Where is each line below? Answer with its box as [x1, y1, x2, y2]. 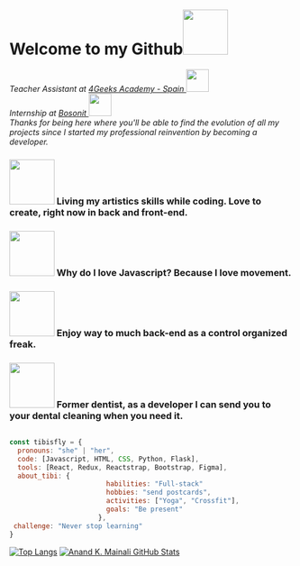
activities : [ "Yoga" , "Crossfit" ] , [105, 497, 241, 506]
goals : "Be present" [105, 505, 183, 514]
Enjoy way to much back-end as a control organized [56, 326, 288, 339]
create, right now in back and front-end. [9, 205, 188, 218]
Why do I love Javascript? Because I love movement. [56, 266, 292, 278]
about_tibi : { [17, 471, 70, 480]
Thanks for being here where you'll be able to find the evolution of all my [9, 117, 279, 128]
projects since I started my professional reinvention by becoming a [9, 126, 258, 137]
